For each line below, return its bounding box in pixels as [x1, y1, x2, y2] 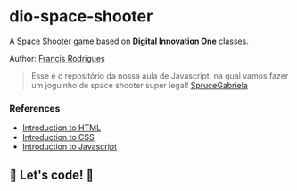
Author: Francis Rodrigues [9, 53, 105, 63]
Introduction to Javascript [21, 141, 118, 153]
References [9, 102, 61, 114]
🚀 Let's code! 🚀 [9, 167, 95, 182]
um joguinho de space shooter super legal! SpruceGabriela [30, 79, 248, 90]
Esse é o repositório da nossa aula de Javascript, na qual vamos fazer [30, 70, 289, 81]
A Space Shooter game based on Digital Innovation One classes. [9, 36, 250, 46]
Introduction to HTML [21, 122, 102, 133]
